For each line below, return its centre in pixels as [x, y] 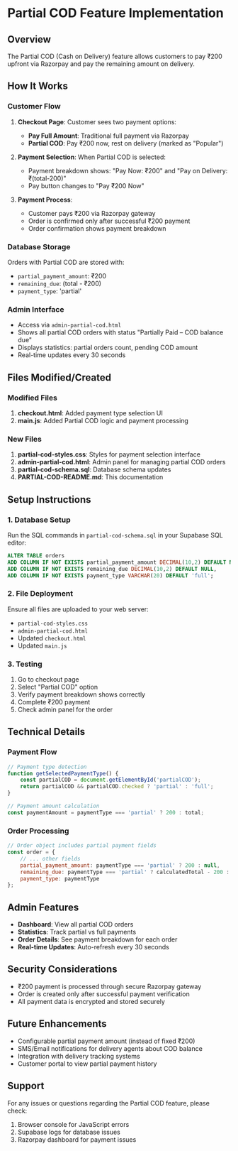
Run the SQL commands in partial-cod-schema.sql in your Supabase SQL [115, 535]
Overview [29, 39]
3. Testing [25, 664]
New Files [25, 439]
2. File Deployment [40, 594]
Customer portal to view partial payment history [87, 1064]
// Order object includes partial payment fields [82, 846]
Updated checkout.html [52, 638]
